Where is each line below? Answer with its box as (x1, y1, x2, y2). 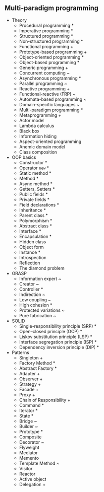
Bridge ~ (19, 418, 38, 424)
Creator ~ (19, 281, 39, 287)
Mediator (19, 449, 38, 456)
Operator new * (19, 165, 49, 171)
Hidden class (19, 238, 46, 245)
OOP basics (11, 154, 36, 160)
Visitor (19, 465, 33, 471)
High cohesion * (19, 302, 52, 308)
